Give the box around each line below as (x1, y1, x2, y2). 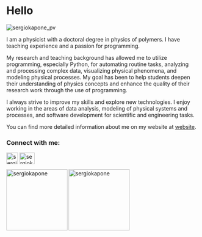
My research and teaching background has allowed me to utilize (6, 54, 168, 61)
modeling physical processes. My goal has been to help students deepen (6, 73, 190, 81)
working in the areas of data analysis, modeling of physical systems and (6, 104, 188, 112)
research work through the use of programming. (6, 86, 128, 93)
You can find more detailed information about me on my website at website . (6, 123, 197, 130)
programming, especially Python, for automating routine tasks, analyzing (6, 60, 189, 68)
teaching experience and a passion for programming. (6, 42, 140, 49)
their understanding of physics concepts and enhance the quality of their (6, 80, 190, 87)
